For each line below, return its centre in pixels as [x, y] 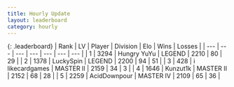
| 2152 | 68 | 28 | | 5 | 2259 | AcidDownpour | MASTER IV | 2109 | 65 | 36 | [114, 76]
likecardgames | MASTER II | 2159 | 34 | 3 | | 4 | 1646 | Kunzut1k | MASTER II [117, 69]
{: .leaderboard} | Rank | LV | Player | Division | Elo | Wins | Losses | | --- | [113, 47]
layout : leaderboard [37, 20]
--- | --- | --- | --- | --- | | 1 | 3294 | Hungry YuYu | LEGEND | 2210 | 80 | [119, 54]
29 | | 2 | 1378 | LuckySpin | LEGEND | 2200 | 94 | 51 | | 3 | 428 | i [101, 61]
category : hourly [33, 26]
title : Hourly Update [39, 14]
